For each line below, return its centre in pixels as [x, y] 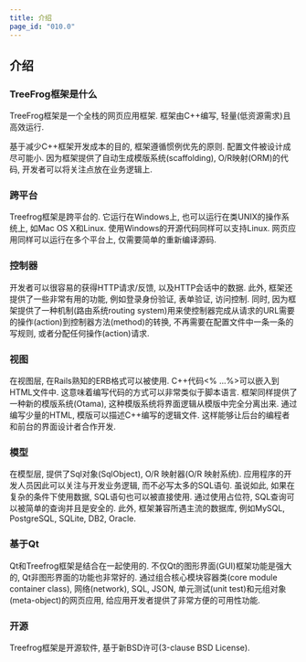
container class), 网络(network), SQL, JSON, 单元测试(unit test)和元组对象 [148, 588]
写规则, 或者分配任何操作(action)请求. [79, 333]
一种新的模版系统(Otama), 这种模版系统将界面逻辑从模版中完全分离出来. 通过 [153, 404]
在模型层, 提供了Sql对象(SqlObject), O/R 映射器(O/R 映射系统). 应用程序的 [147, 474]
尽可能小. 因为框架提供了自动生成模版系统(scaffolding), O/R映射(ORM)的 [145, 158]
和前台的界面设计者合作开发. [63, 427]
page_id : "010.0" [42, 27]
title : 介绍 [31, 18]
